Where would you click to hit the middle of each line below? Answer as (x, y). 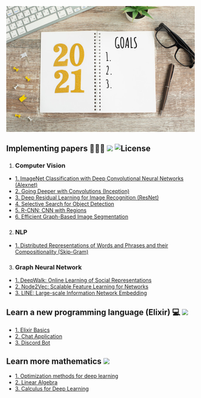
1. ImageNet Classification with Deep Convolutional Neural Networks (99, 178)
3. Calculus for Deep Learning (52, 388)
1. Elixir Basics (32, 330)
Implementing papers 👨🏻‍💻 (56, 149)
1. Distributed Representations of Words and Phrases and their (92, 245)
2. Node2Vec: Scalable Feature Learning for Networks (81, 286)
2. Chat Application (39, 336)
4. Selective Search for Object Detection (65, 204)
